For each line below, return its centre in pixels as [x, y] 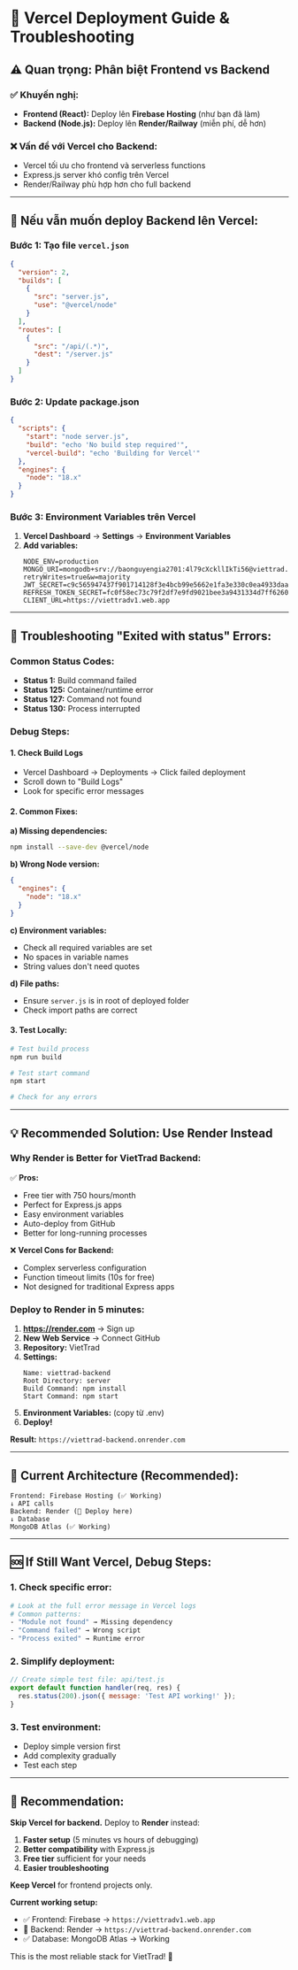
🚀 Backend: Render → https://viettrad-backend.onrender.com [137, 1929]
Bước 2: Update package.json [75, 402]
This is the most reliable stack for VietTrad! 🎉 [92, 1956]
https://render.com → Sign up [79, 1329]
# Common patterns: [46, 1614]
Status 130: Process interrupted [81, 709]
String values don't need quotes [81, 966]
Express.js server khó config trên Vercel [96, 175]
